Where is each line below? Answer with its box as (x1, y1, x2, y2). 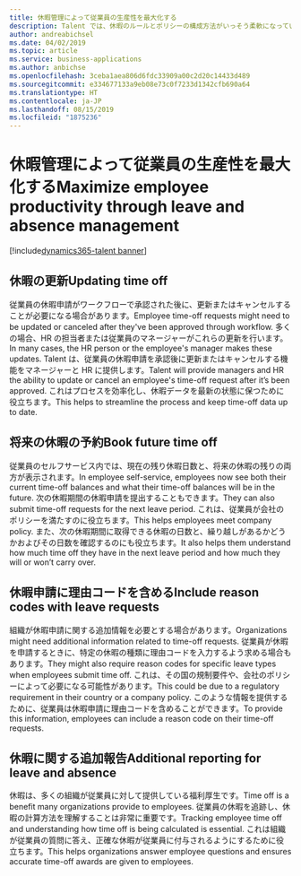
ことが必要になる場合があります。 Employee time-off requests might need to (9, 310, 290, 321)
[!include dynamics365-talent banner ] (9, 246, 148, 256)
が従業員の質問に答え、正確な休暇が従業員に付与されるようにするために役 (9, 835, 285, 846)
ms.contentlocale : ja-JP (9, 96, 102, 106)
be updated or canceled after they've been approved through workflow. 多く (9, 321, 291, 332)
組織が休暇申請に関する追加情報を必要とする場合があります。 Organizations (9, 624, 288, 635)
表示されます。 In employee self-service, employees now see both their (24, 472, 287, 482)
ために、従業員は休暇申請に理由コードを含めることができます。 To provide (9, 703, 284, 714)
